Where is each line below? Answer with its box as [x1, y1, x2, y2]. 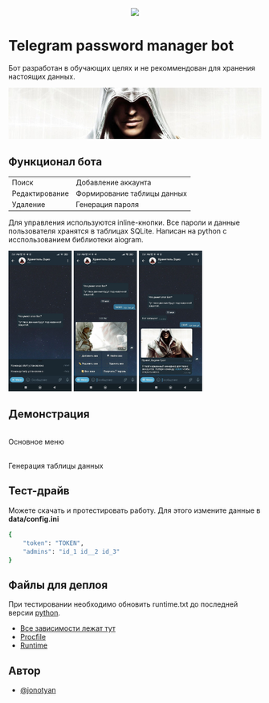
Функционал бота [8, 155, 103, 169]
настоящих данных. [8, 71, 76, 81]
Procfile [19, 632, 47, 642]
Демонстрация [8, 407, 90, 421]
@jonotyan [19, 685, 56, 695]
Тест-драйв [8, 484, 70, 498]
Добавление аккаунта [75, 177, 152, 187]
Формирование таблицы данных [75, 189, 187, 198]
